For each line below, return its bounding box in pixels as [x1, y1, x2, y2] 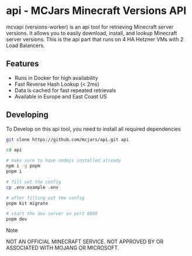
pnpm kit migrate [6, 200, 48, 206]
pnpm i [6, 169, 22, 174]
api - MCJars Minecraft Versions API [6, 4, 187, 17]
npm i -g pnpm [6, 163, 41, 169]
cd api [6, 147, 22, 153]
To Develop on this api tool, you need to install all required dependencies [6, 125, 181, 132]
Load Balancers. [6, 42, 46, 49]
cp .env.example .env [6, 184, 59, 190]
